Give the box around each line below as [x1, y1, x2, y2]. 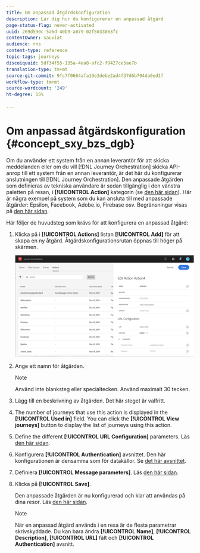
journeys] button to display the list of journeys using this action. [14, 421, 173, 428]
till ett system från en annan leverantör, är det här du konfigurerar [21, 169, 183, 176]
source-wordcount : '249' [6, 85, 68, 91]
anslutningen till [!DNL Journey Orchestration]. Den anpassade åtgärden [6, 176, 183, 183]
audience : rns [6, 41, 42, 47]
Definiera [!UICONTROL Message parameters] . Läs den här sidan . [14, 469, 179, 476]
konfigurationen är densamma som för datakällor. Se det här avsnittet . [14, 457, 186, 464]
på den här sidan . [6, 207, 49, 214]
